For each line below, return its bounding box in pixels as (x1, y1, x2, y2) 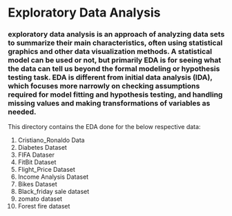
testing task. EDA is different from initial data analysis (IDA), (8, 72, 213, 82)
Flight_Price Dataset (17, 166, 75, 174)
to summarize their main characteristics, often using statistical (8, 38, 223, 48)
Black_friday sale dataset (17, 188, 90, 196)
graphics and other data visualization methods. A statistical (8, 47, 213, 57)
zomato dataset (17, 195, 63, 203)
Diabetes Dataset (17, 144, 68, 152)
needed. (8, 107, 37, 117)
